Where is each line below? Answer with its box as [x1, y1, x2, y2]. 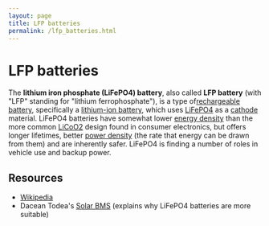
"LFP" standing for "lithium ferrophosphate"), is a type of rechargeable [8, 97, 241, 106]
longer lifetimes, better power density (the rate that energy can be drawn [8, 130, 250, 141]
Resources [8, 171, 63, 185]
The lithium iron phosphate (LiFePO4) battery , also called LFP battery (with [8, 88, 262, 97]
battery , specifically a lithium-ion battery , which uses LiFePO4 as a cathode [8, 105, 259, 115]
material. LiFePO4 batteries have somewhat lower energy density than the [8, 113, 253, 123]
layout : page [8, 11, 52, 20]
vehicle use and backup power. [8, 148, 112, 158]
